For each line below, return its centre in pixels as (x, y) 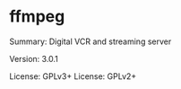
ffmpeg (37, 17)
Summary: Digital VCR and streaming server (90, 41)
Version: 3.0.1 (34, 58)
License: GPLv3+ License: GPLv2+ (73, 76)
